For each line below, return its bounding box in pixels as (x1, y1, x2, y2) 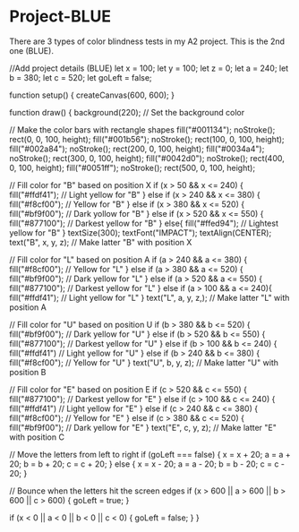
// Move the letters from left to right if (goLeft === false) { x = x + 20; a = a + (9, 449, 291, 459)
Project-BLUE (9, 6, 112, 27)
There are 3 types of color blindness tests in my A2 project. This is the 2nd (9, 36, 285, 47)
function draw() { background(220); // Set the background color (9, 107, 244, 117)
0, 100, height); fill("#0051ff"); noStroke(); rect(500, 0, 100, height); (9, 162, 256, 173)
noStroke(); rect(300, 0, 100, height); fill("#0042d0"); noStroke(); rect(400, (9, 152, 285, 163)
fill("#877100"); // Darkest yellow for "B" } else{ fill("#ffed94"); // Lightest (9, 218, 279, 228)
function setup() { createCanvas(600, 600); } (9, 90, 175, 100)
